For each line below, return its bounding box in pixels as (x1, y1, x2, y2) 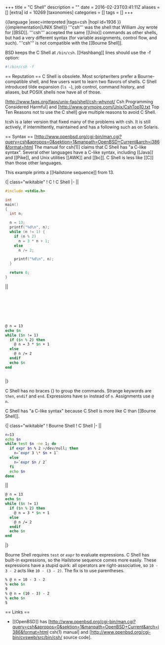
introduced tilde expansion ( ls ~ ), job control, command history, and (5, 84, 145, 89)
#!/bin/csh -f (5, 64, 35, 69)
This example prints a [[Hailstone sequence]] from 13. (5, 169, 115, 175)
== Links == (5, 609, 30, 615)
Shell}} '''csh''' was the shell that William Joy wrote (53, 24, 158, 30)
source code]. (63, 635, 92, 641)
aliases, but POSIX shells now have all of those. (5, 89, 101, 95)
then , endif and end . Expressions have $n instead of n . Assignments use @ (5, 393, 154, 399)
